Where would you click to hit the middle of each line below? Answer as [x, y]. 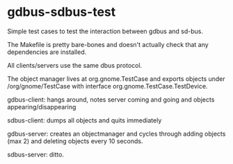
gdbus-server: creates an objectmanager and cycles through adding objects [116, 134]
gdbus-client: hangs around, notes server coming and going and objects [111, 99]
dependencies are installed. [47, 52]
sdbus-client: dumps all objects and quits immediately [85, 120]
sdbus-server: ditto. [36, 154]
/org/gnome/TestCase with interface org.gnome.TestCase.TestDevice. [107, 86]
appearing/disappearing [42, 107]
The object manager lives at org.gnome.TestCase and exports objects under [116, 79]
